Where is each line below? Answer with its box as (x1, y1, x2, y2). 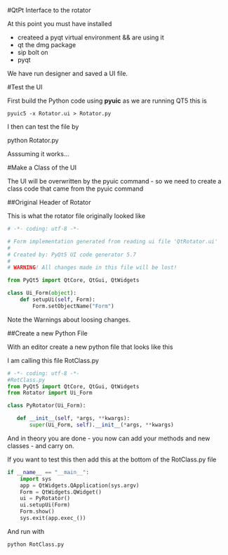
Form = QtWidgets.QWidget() (20, 488, 102, 495)
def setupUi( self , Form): (20, 296, 96, 303)
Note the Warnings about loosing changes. (7, 315, 131, 324)
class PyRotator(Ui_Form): (7, 402, 86, 409)
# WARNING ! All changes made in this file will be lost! (7, 264, 177, 272)
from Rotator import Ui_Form (7, 390, 93, 397)
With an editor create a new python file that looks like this (7, 343, 173, 351)
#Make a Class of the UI (7, 163, 77, 172)
